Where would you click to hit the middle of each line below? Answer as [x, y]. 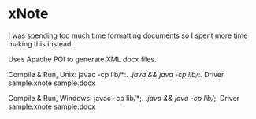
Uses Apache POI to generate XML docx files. [82, 59]
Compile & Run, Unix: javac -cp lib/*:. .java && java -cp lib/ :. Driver [116, 74]
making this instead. [41, 43]
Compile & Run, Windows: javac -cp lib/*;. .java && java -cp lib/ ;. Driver [124, 98]
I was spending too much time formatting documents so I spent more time [128, 35]
